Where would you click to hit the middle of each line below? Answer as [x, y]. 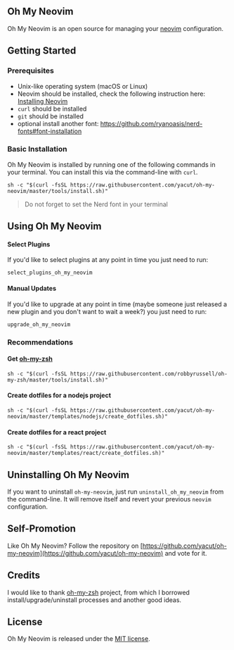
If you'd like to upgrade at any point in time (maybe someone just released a [117, 304]
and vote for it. [186, 553]
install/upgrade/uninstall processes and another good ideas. [94, 600]
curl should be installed [52, 108]
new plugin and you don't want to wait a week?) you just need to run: [107, 311]
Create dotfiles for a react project [57, 432]
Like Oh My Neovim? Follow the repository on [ [75, 546]
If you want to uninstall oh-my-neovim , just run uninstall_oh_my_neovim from [116, 492]
